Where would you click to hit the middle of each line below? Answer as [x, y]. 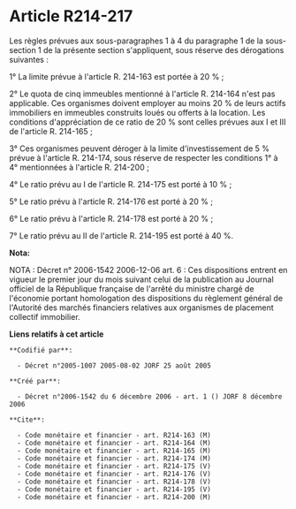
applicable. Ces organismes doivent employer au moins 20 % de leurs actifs [148, 103]
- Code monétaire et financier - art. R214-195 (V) [114, 489]
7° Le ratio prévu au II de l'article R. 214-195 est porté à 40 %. [121, 235]
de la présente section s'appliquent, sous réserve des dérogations [163, 49]
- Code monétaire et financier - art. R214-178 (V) [114, 482]
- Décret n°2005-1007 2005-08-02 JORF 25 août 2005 [114, 365]
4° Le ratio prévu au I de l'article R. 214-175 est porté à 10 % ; [121, 184]
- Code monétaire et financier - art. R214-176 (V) [114, 474]
